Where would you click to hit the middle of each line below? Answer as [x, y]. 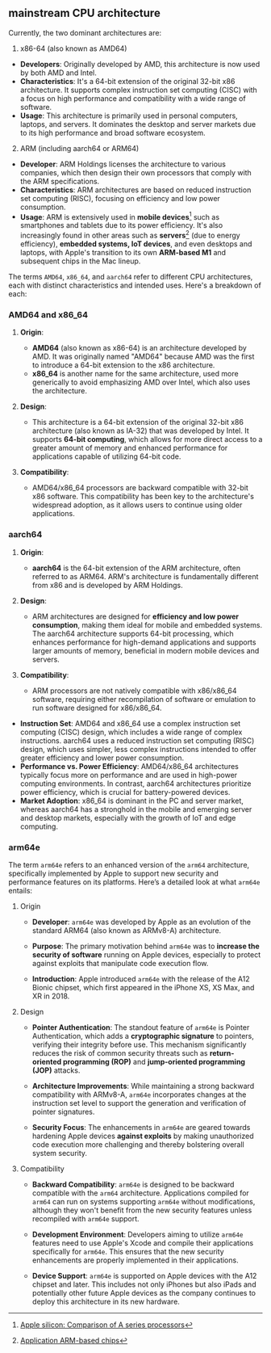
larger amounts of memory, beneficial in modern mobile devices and [146, 650]
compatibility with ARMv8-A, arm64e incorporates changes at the [139, 1095]
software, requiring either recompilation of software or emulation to [144, 699]
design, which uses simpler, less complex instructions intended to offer [138, 749]
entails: [21, 891]
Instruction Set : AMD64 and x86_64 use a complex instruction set [130, 723]
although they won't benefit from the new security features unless [142, 1210]
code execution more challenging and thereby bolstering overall [138, 1145]
